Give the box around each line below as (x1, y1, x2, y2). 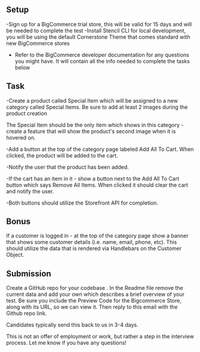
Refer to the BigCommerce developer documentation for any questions (14, 51, 189, 58)
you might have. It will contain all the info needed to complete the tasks (14, 57, 190, 64)
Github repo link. (6, 310, 47, 317)
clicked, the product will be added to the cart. (6, 152, 118, 159)
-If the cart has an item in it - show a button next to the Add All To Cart (6, 175, 180, 182)
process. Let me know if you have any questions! (6, 339, 127, 347)
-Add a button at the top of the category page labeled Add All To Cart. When (6, 146, 194, 153)
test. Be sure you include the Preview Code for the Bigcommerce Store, (6, 297, 182, 304)
